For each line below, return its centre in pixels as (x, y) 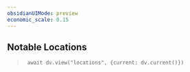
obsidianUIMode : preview (43, 13)
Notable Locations (47, 47)
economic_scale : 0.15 (38, 20)
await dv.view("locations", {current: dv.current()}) (106, 63)
